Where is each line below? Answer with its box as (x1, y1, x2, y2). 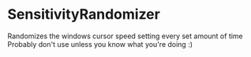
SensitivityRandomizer (7, 5, 161, 23)
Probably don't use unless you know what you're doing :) (7, 39, 193, 48)
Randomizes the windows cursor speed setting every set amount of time (7, 31, 244, 41)
